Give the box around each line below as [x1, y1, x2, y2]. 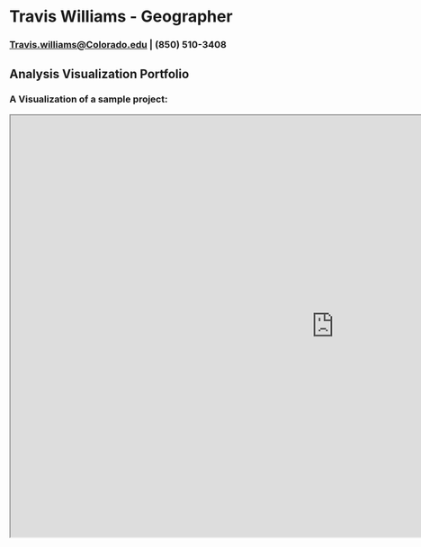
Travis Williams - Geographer [9, 6, 233, 27]
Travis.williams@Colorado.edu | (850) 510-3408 [9, 39, 227, 51]
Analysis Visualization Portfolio [9, 66, 190, 82]
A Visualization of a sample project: [9, 93, 168, 105]
